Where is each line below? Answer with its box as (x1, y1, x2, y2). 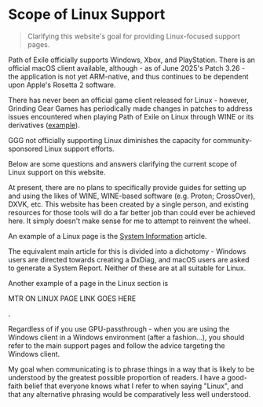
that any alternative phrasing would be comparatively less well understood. (8, 389, 251, 398)
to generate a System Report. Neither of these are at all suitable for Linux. (8, 263, 247, 273)
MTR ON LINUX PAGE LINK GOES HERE (8, 293, 137, 303)
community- (213, 135, 253, 145)
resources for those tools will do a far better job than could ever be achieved (8, 207, 256, 217)
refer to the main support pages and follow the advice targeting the (8, 340, 225, 350)
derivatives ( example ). (8, 120, 80, 130)
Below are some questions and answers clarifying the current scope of (8, 159, 237, 168)
